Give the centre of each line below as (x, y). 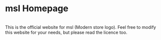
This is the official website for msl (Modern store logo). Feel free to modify (81, 27)
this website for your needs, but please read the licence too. (66, 32)
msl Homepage (37, 9)
